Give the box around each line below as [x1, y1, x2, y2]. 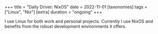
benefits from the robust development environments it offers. [4, 23, 126, 29]
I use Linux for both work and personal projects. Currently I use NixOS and [4, 19, 153, 24]
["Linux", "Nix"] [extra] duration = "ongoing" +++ [4, 9, 102, 15]
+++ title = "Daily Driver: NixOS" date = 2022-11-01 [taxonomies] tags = [4, 4, 148, 10]
